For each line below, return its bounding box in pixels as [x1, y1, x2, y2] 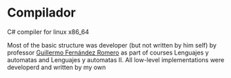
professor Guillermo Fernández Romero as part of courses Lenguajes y [7, 48, 209, 57]
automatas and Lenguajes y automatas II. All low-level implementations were [7, 55, 225, 64]
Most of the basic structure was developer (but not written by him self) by [7, 41, 217, 49]
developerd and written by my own [7, 63, 106, 71]
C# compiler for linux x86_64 [7, 28, 90, 36]
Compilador [7, 5, 76, 21]
